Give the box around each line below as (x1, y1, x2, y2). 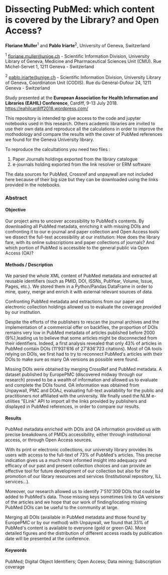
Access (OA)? (5, 250, 34, 256)
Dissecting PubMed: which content (5, 4, 155, 15)
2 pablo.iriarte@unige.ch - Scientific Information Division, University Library (5, 73, 161, 80)
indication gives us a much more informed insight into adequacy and (5, 457, 147, 463)
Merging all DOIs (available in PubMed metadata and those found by (5, 514, 146, 520)
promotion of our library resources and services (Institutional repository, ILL (5, 473, 161, 479)
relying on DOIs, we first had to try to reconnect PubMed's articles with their (5, 351, 163, 357)
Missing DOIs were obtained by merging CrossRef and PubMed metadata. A (5, 366, 162, 372)
